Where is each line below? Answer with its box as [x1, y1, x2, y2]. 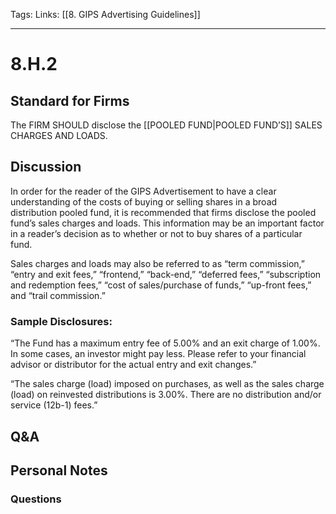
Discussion [10, 159, 82, 176]
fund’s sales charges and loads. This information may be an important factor [10, 217, 325, 229]
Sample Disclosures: [10, 314, 113, 328]
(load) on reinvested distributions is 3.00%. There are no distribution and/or [10, 389, 322, 401]
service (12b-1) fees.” [10, 399, 98, 411]
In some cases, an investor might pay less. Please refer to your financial [10, 348, 307, 360]
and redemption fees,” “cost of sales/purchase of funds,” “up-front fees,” [10, 279, 312, 291]
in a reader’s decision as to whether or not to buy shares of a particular [10, 227, 303, 239]
